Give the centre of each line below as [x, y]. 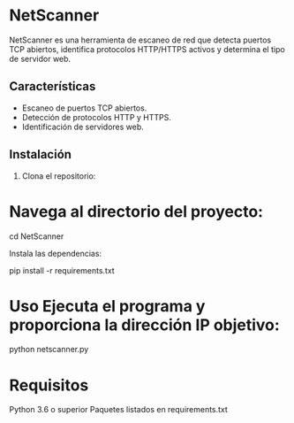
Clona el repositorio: [59, 176]
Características [53, 86]
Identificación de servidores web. [83, 127]
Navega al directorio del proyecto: [136, 211]
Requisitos [49, 385]
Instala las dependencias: [56, 253]
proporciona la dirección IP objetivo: [144, 325]
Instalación [41, 154]
